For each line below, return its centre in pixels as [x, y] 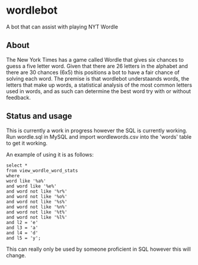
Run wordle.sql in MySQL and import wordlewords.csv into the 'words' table [99, 136]
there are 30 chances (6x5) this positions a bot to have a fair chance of [93, 72]
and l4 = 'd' [22, 233]
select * [17, 165]
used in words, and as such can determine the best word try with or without [99, 91]
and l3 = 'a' [22, 228]
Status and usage [39, 116]
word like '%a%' [26, 181]
